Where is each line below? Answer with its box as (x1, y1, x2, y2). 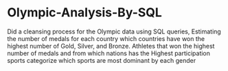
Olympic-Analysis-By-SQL (7, 5, 163, 20)
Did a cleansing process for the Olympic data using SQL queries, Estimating (7, 27, 221, 35)
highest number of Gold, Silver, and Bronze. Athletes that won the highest (7, 42, 215, 50)
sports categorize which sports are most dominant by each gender (7, 56, 196, 64)
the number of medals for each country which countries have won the (7, 34, 205, 42)
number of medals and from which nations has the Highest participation (7, 49, 211, 57)
